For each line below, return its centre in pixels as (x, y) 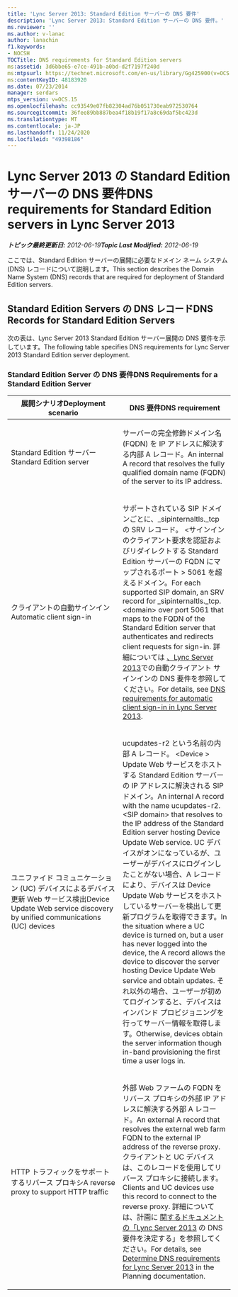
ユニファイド (33, 878)
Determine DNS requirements (172, 1259)
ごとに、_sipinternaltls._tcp (175, 520)
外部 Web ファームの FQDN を (172, 1088)
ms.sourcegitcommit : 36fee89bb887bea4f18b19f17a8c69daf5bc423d (103, 113)
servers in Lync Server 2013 (91, 225)
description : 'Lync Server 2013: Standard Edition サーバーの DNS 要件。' (116, 21)
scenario (63, 413)
